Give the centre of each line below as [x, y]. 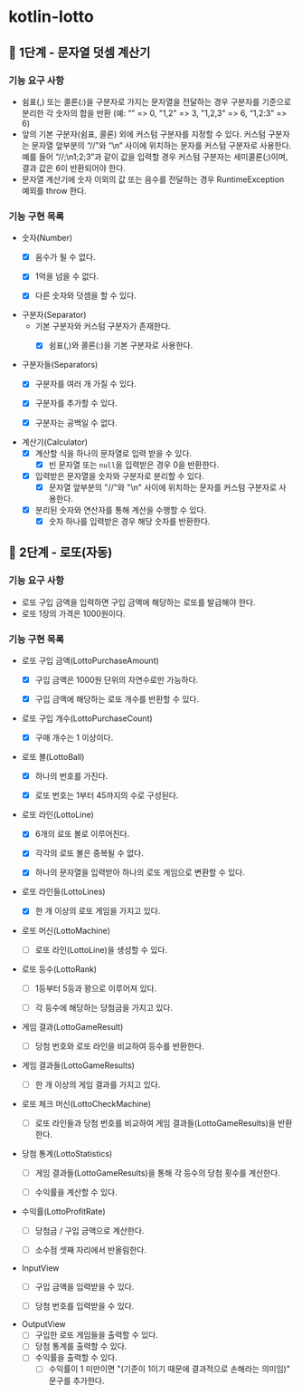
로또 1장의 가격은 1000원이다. [73, 613]
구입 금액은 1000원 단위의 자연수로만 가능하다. [117, 679]
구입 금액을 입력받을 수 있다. [85, 1287]
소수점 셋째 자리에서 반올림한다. [90, 1250]
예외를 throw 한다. [54, 190]
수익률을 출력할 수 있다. [76, 1358]
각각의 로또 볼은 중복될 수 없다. [89, 853]
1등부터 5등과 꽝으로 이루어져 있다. [96, 988]
